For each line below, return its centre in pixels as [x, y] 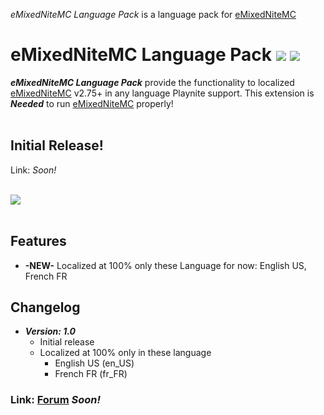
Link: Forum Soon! [56, 400]
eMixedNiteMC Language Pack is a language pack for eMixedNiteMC [153, 14]
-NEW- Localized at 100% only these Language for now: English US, [165, 265]
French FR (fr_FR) [91, 374]
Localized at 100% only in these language [125, 353]
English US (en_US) [94, 363]
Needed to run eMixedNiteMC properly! [92, 103]
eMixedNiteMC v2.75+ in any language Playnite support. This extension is [162, 93]
